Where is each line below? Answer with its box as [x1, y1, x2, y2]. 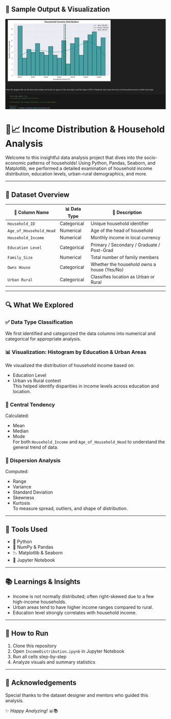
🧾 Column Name [14, 209, 49, 215]
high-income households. [12, 599, 67, 605]
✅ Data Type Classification [5, 319, 73, 326]
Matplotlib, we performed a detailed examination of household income [5, 165, 153, 171]
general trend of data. [12, 444, 59, 450]
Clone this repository [12, 643, 57, 649]
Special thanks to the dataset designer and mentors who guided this [5, 692, 149, 698]
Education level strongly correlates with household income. [12, 610, 137, 616]
